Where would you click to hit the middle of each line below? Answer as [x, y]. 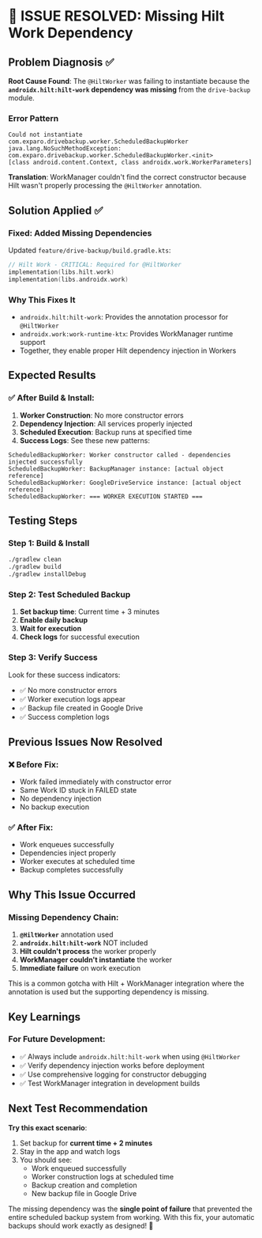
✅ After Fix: [31, 827]
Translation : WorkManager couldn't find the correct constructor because [127, 177]
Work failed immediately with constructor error [95, 782]
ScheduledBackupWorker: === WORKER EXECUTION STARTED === [105, 496]
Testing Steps [43, 520]
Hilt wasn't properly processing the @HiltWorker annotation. [105, 186]
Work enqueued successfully [79, 1168]
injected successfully [45, 462]
